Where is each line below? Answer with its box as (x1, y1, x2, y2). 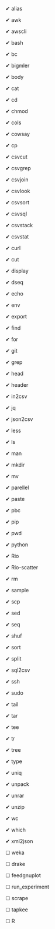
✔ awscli (5, 28, 27, 35)
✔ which (5, 827, 26, 833)
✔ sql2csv (5, 666, 30, 673)
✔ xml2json (5, 838, 33, 844)
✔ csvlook (5, 188, 30, 194)
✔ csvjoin (5, 176, 29, 183)
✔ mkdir (5, 462, 25, 468)
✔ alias (5, 5, 23, 12)
